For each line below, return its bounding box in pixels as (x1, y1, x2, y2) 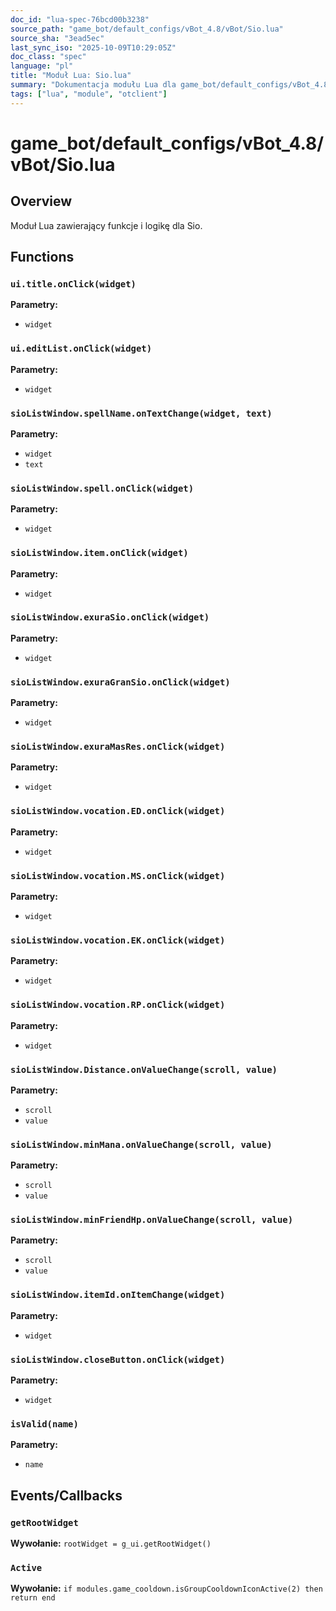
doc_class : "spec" (10, 52, 87, 62)
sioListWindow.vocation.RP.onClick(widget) (10, 999, 226, 1011)
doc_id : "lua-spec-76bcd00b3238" (10, 14, 150, 25)
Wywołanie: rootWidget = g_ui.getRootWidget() (10, 1537, 212, 1550)
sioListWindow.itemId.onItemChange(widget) (10, 1289, 226, 1301)
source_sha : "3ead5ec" (10, 33, 105, 43)
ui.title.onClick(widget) (10, 278, 137, 290)
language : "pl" (10, 61, 74, 71)
